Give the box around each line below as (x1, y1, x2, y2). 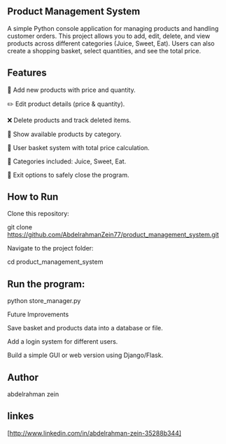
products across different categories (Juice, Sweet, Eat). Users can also (7, 39, 215, 48)
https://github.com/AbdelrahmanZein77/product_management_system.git (7, 231, 219, 239)
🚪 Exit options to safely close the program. (7, 170, 129, 179)
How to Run (7, 191, 59, 203)
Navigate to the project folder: (7, 244, 94, 253)
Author (7, 371, 38, 383)
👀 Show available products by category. (7, 130, 122, 138)
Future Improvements (7, 310, 69, 318)
